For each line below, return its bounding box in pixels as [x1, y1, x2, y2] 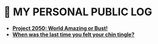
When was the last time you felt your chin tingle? [12, 31, 135, 38]
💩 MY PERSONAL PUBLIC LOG [4, 5, 153, 19]
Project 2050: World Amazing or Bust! [12, 25, 108, 32]
